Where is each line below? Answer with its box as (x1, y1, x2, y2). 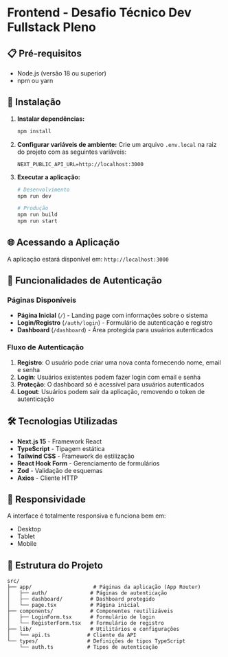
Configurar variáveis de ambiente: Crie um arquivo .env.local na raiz (16, 140, 217, 148)
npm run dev (16, 192, 52, 200)
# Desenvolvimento (16, 186, 70, 193)
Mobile (16, 540, 37, 548)
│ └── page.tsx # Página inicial (7, 602, 139, 609)
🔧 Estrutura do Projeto (7, 560, 103, 571)
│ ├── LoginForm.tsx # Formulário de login (7, 614, 155, 621)
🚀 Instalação (7, 96, 61, 108)
